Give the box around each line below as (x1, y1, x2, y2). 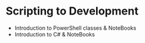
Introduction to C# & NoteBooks (14, 30, 95, 38)
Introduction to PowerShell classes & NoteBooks (14, 24, 136, 31)
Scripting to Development (6, 4, 139, 18)
